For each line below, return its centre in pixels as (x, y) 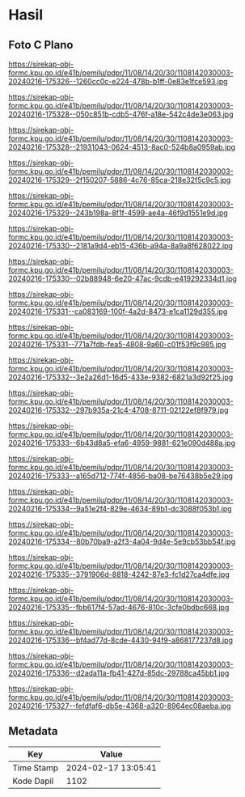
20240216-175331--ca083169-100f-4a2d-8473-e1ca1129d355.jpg (118, 312)
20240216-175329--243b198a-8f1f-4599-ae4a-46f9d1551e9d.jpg (118, 213)
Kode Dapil (33, 781)
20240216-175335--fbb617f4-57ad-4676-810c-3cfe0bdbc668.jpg (119, 607)
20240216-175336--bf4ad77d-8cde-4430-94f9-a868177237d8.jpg (120, 640)
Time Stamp (36, 768)
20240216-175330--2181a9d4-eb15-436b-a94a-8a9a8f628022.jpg (120, 246)
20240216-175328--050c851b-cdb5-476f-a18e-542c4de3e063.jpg (121, 114)
